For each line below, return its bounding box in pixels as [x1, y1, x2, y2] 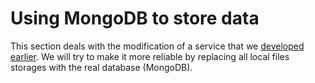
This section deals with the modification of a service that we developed [10, 40, 305, 52]
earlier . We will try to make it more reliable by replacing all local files [10, 50, 290, 62]
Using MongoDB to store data [10, 7, 260, 30]
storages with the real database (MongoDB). [10, 61, 193, 73]
